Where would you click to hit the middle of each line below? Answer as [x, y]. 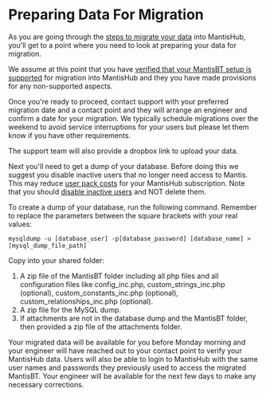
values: [20, 224]
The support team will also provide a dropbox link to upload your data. [123, 151]
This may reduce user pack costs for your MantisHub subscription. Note [127, 183]
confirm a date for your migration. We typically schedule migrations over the [133, 118]
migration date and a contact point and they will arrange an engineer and [128, 110]
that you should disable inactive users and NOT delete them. [108, 191]
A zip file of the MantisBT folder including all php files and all [119, 276]
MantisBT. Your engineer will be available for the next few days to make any [132, 375]
